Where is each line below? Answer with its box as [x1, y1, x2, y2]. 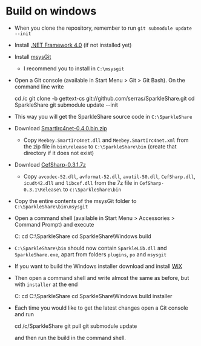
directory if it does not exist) [23, 149, 94, 156]
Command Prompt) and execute [14, 221, 94, 228]
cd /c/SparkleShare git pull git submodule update [14, 322, 137, 330]
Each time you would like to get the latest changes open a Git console [14, 304, 188, 311]
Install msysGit [14, 53, 51, 60]
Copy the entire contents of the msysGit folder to [14, 197, 137, 204]
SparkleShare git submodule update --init [14, 101, 119, 108]
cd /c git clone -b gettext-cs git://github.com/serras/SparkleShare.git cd [14, 95, 195, 102]
